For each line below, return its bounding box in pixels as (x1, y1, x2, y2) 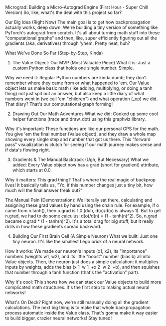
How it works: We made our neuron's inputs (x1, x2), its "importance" (5, 248, 147, 254)
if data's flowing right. (5, 147, 50, 153)
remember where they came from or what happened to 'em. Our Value (5, 80, 150, 86)
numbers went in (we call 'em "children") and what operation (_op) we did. (5, 96, 158, 102)
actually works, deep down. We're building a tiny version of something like (5, 24, 158, 30)
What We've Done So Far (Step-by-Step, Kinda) (5, 50, 103, 56)
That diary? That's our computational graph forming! (5, 101, 113, 107)
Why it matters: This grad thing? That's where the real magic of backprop (5, 177, 156, 182)
